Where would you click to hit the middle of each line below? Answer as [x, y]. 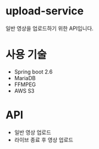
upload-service [45, 11]
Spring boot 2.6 [33, 72]
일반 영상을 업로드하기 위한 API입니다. [49, 28]
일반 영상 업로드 [33, 132]
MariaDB [25, 78]
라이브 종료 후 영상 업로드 [44, 139]
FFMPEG [25, 84]
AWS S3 [24, 90]
